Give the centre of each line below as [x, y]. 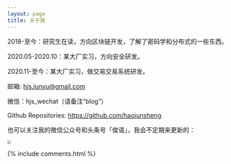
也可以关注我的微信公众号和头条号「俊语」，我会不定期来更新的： [101, 130]
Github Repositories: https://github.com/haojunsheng [85, 115]
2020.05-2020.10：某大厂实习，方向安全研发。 [75, 56]
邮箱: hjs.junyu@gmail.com [46, 86]
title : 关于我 [26, 20]
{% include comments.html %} [52, 153]
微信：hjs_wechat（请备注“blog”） [57, 101]
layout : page [26, 14]
